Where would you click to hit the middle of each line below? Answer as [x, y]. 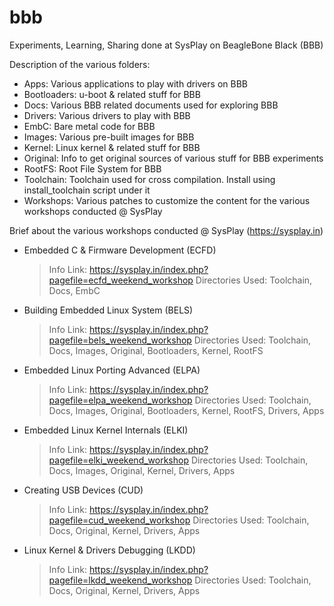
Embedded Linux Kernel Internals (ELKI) [106, 430]
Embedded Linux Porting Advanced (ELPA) [112, 370]
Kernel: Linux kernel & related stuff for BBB [112, 147]
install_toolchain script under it [87, 190]
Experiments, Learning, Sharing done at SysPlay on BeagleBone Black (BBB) [166, 45]
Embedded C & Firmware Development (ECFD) [120, 250]
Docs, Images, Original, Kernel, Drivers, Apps [142, 470]
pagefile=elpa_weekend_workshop [120, 400]
